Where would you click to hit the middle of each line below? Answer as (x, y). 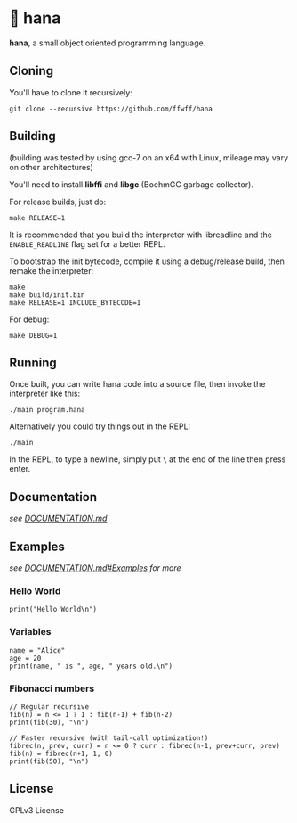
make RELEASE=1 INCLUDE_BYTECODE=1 (75, 302)
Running (33, 362)
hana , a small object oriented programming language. (108, 43)
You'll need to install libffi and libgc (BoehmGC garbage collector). (131, 184)
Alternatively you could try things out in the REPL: (100, 426)
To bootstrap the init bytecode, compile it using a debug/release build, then (147, 261)
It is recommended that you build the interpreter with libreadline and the (141, 235)
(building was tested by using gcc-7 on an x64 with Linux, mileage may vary (149, 157)
